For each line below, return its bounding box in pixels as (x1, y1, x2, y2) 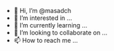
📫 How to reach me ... (13, 37, 78, 44)
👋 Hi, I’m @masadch (13, 7, 71, 14)
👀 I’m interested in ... (13, 14, 73, 22)
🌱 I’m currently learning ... (13, 21, 88, 29)
